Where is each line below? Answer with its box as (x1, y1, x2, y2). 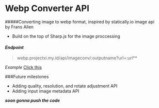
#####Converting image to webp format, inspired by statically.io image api (5, 19, 155, 25)
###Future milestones (5, 74, 49, 80)
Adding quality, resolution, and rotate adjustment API (12, 83, 118, 89)
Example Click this (5, 65, 42, 70)
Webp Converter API (5, 3, 90, 14)
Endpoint (5, 44, 24, 50)
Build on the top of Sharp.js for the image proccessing (12, 33, 120, 39)
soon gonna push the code (5, 97, 60, 104)
